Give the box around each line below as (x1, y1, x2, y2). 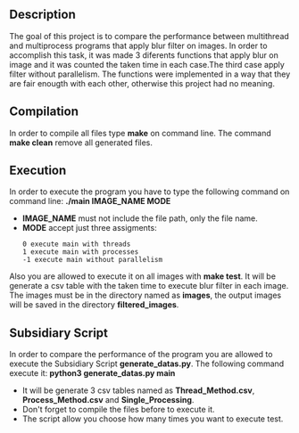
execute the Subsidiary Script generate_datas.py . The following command (9, 358, 285, 369)
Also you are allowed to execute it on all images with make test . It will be (9, 271, 277, 282)
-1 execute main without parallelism (21, 256, 163, 265)
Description (9, 7, 76, 22)
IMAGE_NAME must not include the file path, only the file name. (21, 213, 258, 224)
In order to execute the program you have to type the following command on (9, 186, 290, 197)
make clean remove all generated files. (9, 137, 154, 148)
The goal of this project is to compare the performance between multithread (9, 30, 290, 41)
